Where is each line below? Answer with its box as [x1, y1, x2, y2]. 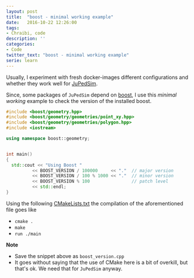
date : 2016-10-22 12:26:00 [6, 19, 77, 25]
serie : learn [6, 57, 38, 63]
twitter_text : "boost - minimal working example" [6, 52, 130, 58]
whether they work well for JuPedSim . [6, 80, 98, 87]
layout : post [6, 8, 38, 15]
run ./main [14, 231, 41, 237]
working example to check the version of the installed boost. [6, 97, 152, 104]
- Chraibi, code [6, 30, 46, 36]
